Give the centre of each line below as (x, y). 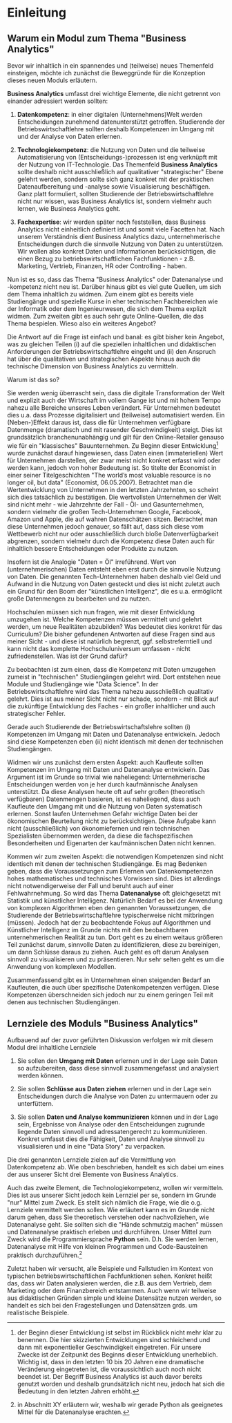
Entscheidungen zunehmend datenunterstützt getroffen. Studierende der (121, 122)
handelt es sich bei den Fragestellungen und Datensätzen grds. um (103, 1306)
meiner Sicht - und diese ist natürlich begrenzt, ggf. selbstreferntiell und (110, 641)
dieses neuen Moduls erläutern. (52, 80)
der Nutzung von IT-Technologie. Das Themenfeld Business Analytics (117, 164)
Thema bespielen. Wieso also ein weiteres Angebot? (82, 323)
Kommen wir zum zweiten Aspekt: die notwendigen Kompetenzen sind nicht (115, 856)
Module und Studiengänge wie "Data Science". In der (83, 684)
